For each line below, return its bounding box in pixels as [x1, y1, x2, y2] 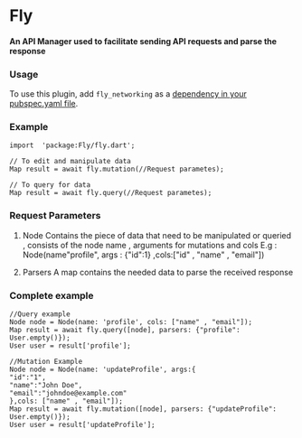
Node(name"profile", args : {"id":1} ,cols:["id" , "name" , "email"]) [22, 249, 265, 260]
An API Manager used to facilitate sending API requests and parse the [9, 35, 278, 46]
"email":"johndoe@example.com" [9, 388, 127, 397]
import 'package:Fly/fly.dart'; [9, 141, 136, 150]
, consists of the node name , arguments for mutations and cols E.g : [22, 239, 278, 250]
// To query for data [9, 181, 91, 190]
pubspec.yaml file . [9, 98, 79, 109]
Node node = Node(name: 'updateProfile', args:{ [9, 365, 196, 374]
